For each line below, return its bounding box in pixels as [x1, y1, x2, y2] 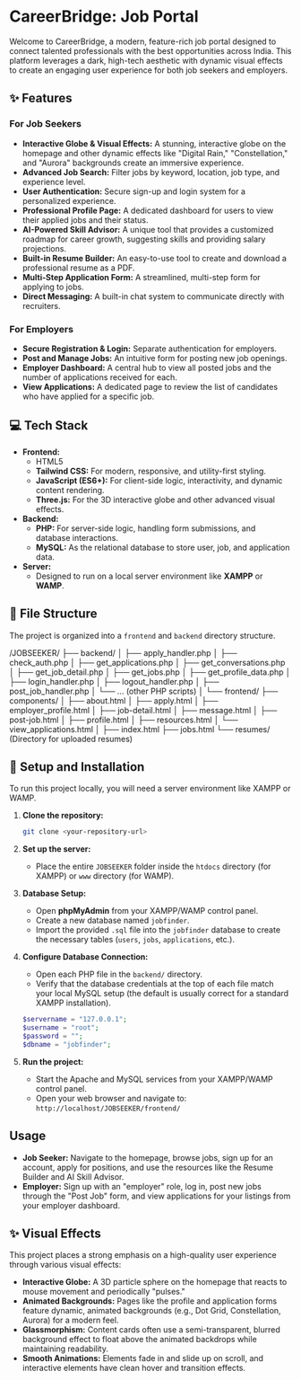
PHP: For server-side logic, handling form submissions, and [35, 523, 256, 534]
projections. [21, 243, 67, 253]
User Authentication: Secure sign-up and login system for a [21, 186, 246, 197]
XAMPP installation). [35, 997, 112, 1008]
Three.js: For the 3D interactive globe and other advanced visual [35, 494, 276, 505]
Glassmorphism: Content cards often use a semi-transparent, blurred [21, 1324, 280, 1335]
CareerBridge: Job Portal [9, 6, 199, 27]
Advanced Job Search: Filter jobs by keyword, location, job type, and [21, 166, 280, 177]
